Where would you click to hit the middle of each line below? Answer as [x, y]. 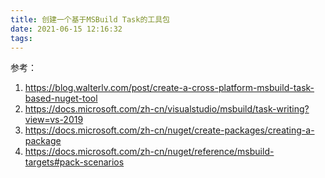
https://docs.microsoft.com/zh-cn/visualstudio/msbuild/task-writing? [167, 109]
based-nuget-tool [61, 98]
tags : [21, 38]
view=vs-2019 [54, 120]
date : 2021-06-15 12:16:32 [66, 29]
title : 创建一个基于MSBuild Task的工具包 [90, 19]
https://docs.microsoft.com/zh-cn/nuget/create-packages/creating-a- [169, 130]
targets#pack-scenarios [74, 162]
